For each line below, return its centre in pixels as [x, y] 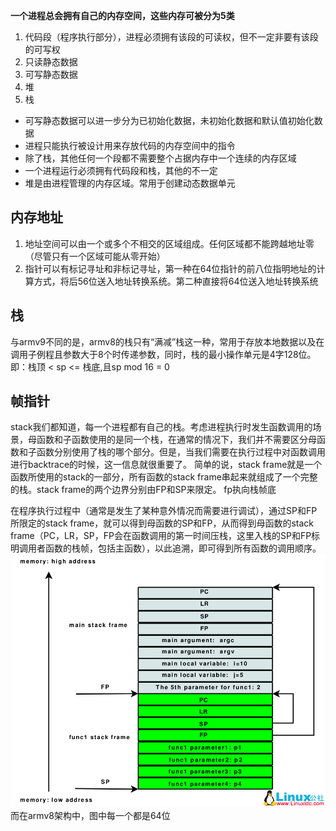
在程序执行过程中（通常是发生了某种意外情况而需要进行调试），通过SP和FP [164, 511]
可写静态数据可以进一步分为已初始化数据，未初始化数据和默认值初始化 [169, 120]
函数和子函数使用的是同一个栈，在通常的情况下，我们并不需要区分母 [176, 440]
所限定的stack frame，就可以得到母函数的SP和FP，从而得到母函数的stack [162, 523]
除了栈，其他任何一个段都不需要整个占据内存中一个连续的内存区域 [160, 158]
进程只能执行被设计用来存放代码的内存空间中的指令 [130, 145]
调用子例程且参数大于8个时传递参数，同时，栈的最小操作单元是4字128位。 [163, 354]
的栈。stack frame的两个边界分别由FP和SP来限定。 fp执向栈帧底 [143, 490]
